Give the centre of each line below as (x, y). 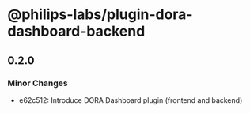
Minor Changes (38, 83)
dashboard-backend (76, 31)
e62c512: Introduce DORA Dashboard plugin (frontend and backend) (131, 100)
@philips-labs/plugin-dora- (100, 15)
